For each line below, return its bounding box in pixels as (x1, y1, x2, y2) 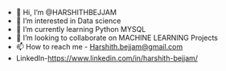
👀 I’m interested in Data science (15, 16, 121, 26)
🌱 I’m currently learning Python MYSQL (15, 25, 146, 34)
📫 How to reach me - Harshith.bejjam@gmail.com (15, 42, 183, 51)
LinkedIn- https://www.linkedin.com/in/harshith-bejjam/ (15, 53, 199, 63)
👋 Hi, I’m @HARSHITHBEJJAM (15, 8, 117, 17)
